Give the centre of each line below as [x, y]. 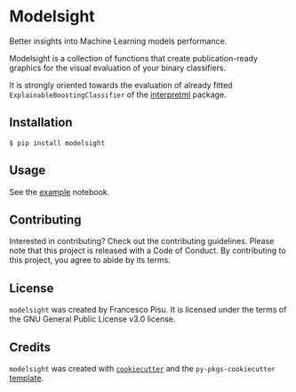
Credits [30, 347]
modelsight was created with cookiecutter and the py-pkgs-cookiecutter [142, 368]
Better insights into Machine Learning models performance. [118, 41]
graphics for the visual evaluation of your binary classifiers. [118, 68]
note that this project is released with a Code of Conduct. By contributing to [148, 250]
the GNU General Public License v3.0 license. [92, 319]
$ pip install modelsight [57, 143]
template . [27, 378]
